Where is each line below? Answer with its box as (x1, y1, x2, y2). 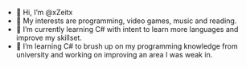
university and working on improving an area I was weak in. (15, 50, 213, 59)
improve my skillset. (15, 33, 83, 42)
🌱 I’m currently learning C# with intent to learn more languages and (15, 25, 239, 33)
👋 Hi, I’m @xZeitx (15, 8, 73, 17)
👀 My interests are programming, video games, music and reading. (15, 16, 237, 26)
